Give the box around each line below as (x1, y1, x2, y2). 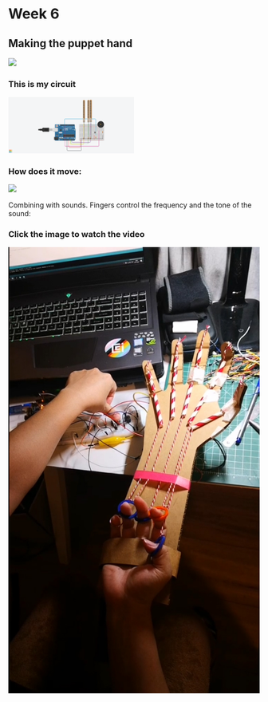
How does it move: (8, 165, 82, 176)
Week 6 (8, 5, 60, 23)
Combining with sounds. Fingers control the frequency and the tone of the (8, 200, 252, 210)
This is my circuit (8, 78, 76, 89)
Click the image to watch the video (8, 228, 145, 239)
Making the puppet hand (8, 37, 133, 50)
